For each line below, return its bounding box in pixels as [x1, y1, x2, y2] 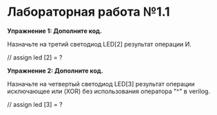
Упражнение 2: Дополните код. [7, 66, 103, 75]
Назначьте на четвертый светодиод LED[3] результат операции [7, 79, 195, 88]
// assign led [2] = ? [7, 53, 63, 62]
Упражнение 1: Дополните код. [7, 27, 102, 35]
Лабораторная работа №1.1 [7, 4, 170, 20]
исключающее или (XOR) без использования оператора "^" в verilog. [7, 87, 210, 95]
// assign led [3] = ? [7, 100, 63, 108]
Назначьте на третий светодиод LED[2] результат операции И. [7, 40, 192, 48]
